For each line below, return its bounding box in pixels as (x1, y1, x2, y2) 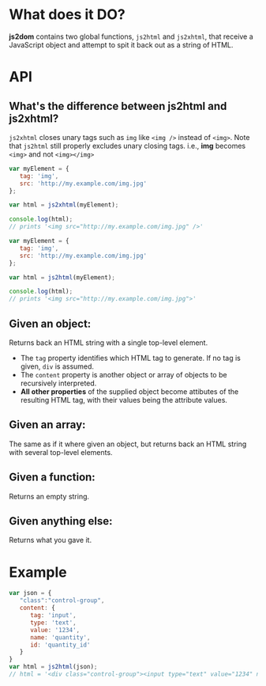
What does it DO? (9, 6, 126, 24)
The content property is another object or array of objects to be (20, 370, 227, 379)
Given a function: (9, 471, 96, 484)
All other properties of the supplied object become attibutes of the (20, 387, 239, 396)
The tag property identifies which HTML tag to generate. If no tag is (20, 354, 242, 362)
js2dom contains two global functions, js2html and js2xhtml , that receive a (9, 32, 253, 41)
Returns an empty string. (9, 491, 90, 501)
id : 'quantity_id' (29, 641, 91, 649)
